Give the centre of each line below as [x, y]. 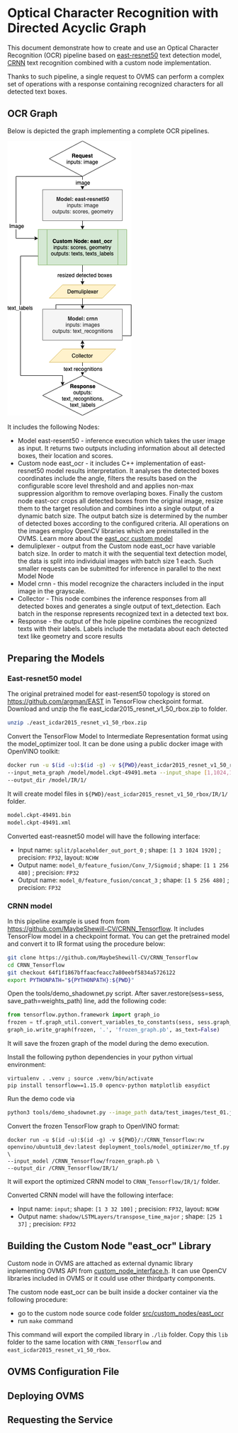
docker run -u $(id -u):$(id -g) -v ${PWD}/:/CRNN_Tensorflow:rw [106, 1140]
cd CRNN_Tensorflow [36, 965]
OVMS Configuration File [63, 1372]
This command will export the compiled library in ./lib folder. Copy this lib [118, 1334]
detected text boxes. [37, 91]
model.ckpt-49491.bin [39, 815]
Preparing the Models [56, 659]
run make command [45, 1320]
